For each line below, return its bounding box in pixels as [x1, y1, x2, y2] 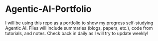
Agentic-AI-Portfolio [5, 3, 92, 15]
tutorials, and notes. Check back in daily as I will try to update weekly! [5, 30, 149, 36]
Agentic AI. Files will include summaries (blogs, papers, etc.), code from [5, 25, 153, 31]
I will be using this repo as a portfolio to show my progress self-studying [5, 20, 154, 26]
